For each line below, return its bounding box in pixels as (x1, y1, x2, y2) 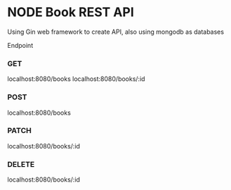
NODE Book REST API (7, 4, 135, 20)
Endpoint (7, 41, 34, 49)
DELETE (7, 159, 35, 169)
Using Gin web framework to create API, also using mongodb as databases (7, 27, 225, 36)
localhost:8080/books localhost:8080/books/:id (7, 75, 145, 83)
